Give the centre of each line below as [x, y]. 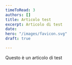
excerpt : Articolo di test [34, 24]
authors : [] [18, 15]
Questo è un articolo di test [34, 57]
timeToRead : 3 [20, 10]
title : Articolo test [28, 19]
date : [11, 29]
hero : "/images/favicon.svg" [36, 34]
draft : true [18, 39]
